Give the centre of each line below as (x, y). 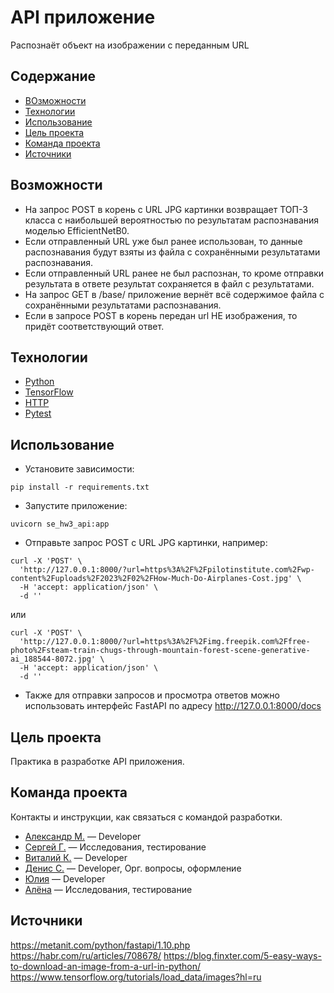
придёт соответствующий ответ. (94, 326)
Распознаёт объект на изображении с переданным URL (130, 45)
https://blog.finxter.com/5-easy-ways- (242, 955)
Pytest (38, 413)
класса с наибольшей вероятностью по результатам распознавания (172, 220)
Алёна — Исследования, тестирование (108, 889)
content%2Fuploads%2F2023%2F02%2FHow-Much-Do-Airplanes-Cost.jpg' (151, 579)
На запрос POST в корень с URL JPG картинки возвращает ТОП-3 (166, 209)
